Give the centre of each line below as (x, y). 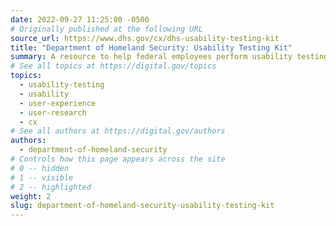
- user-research (53, 112)
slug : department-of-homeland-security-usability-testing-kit (142, 206)
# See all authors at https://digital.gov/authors (118, 131)
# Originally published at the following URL (106, 29)
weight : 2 (31, 196)
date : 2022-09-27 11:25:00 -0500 (80, 19)
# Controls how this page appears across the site (118, 159)
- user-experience (58, 103)
